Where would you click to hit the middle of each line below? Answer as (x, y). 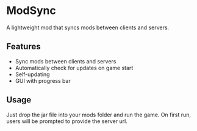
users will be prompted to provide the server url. (67, 121)
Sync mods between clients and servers (66, 61)
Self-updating (32, 74)
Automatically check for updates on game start (74, 68)
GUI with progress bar (43, 80)
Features (23, 47)
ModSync (31, 11)
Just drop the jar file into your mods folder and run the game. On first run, (99, 115)
